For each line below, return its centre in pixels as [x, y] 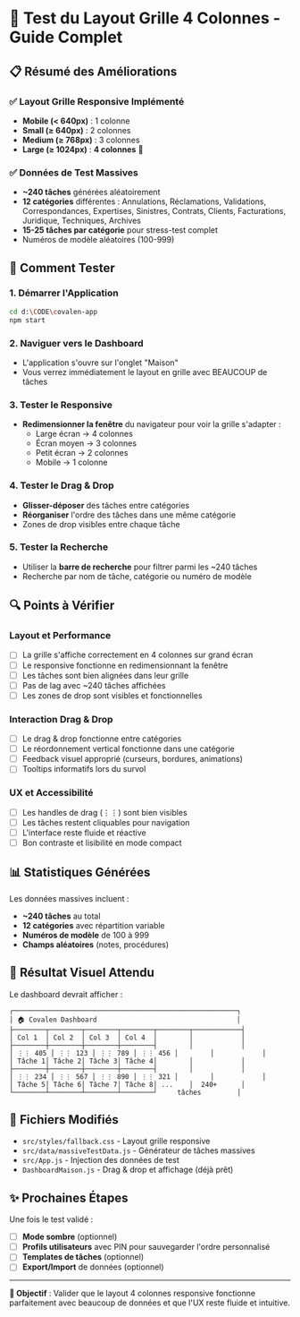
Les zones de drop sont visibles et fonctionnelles [112, 695]
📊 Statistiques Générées [80, 872]
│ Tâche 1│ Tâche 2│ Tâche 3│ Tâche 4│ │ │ [127, 1061]
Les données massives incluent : [69, 898]
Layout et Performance [60, 636]
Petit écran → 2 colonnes [82, 453]
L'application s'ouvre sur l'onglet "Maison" [100, 363]
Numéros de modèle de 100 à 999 [86, 935]
